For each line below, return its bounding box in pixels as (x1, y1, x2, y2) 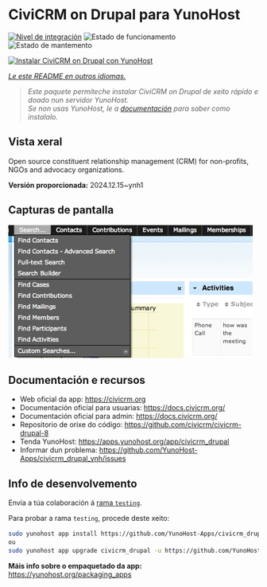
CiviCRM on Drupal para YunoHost (8, 6, 241, 24)
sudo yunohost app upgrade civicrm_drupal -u (8, 546, 161, 554)
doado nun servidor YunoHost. (27, 95, 130, 104)
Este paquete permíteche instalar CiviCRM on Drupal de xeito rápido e (27, 86, 258, 96)
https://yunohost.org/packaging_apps (8, 569, 132, 579)
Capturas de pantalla (8, 203, 114, 217)
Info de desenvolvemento (8, 476, 137, 491)
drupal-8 (19, 429, 49, 438)
